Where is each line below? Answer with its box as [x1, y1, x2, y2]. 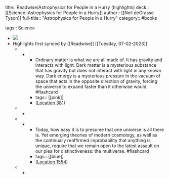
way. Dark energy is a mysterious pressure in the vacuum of [35, 73, 161, 79]
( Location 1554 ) [35, 159, 68, 165]
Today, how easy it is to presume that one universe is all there [35, 126, 164, 132]
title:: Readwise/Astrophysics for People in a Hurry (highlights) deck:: [5, 5, 149, 10]
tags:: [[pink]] [35, 95, 64, 100]
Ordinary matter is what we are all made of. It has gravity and [35, 57, 163, 63]
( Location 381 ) [35, 100, 66, 106]
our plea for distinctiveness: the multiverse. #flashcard [35, 148, 149, 154]
